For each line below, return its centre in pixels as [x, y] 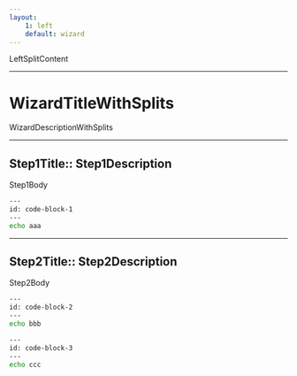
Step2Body [30, 283]
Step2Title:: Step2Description [93, 262]
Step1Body [29, 185]
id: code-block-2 [41, 307]
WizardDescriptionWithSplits [61, 127]
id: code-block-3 [41, 348]
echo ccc [25, 364]
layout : [23, 17]
